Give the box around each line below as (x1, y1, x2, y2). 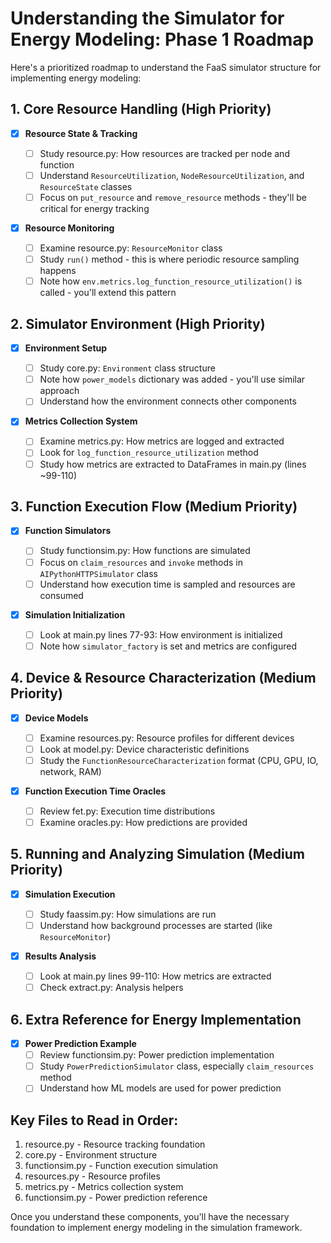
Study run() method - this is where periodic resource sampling (39, 253, 300, 266)
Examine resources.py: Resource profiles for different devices (39, 732, 295, 744)
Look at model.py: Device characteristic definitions (39, 743, 250, 755)
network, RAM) (39, 765, 102, 777)
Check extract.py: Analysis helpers (39, 982, 184, 994)
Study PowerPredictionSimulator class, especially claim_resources (39, 1060, 315, 1072)
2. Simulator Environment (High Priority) (10, 315, 266, 332)
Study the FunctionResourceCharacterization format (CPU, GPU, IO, (39, 754, 319, 766)
